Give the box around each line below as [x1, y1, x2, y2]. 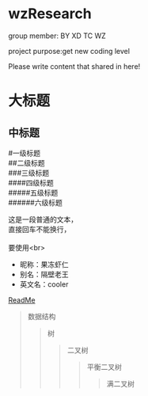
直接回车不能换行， [8, 224, 71, 234]
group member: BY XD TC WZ [8, 31, 107, 40]
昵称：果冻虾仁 [19, 259, 69, 269]
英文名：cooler [19, 279, 69, 289]
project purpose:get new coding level [8, 46, 131, 55]
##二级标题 [8, 158, 45, 167]
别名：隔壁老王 [19, 269, 69, 279]
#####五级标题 [8, 188, 59, 197]
